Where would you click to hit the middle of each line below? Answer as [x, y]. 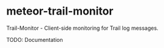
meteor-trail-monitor [60, 11]
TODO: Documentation [35, 39]
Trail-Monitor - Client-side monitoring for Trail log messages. [83, 28]
